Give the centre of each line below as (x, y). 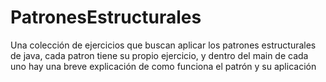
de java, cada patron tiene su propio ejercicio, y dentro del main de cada (159, 55)
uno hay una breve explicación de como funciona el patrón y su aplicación (163, 66)
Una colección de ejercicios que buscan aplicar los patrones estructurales (163, 45)
